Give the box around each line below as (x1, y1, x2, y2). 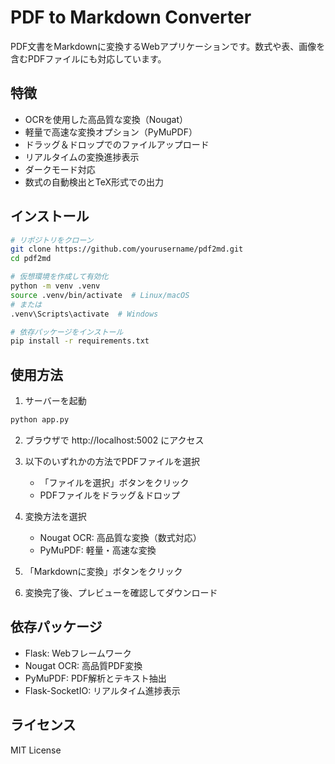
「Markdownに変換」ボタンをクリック (24, 566, 183, 577)
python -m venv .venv (10, 281, 101, 291)
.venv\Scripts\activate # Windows (10, 309, 159, 319)
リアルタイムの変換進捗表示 (24, 151, 140, 163)
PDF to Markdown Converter (10, 6, 252, 29)
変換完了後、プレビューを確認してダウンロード (24, 587, 218, 598)
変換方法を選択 (24, 511, 87, 522)
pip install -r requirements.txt (10, 336, 150, 346)
